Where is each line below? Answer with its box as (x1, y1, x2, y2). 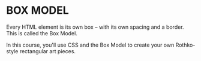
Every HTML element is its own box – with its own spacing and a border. (6, 23, 184, 30)
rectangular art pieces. (19, 47, 76, 54)
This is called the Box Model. (6, 29, 78, 36)
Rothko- (175, 41, 196, 48)
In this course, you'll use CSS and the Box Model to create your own (6, 41, 175, 48)
